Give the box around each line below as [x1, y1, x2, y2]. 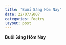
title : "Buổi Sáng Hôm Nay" [5, 7, 62, 12]
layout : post [5, 21, 32, 26]
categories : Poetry [5, 16, 45, 21]
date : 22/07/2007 [5, 12, 40, 17]
